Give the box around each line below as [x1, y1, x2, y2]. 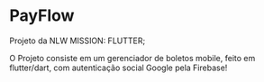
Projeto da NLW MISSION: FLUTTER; [9, 35, 146, 46]
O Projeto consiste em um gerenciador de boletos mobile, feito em [9, 52, 256, 63]
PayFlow [9, 5, 75, 26]
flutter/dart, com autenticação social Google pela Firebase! [9, 62, 228, 73]
